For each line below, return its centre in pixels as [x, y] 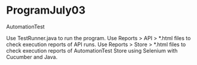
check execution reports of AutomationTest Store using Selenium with [92, 50]
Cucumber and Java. [32, 57]
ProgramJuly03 [46, 10]
